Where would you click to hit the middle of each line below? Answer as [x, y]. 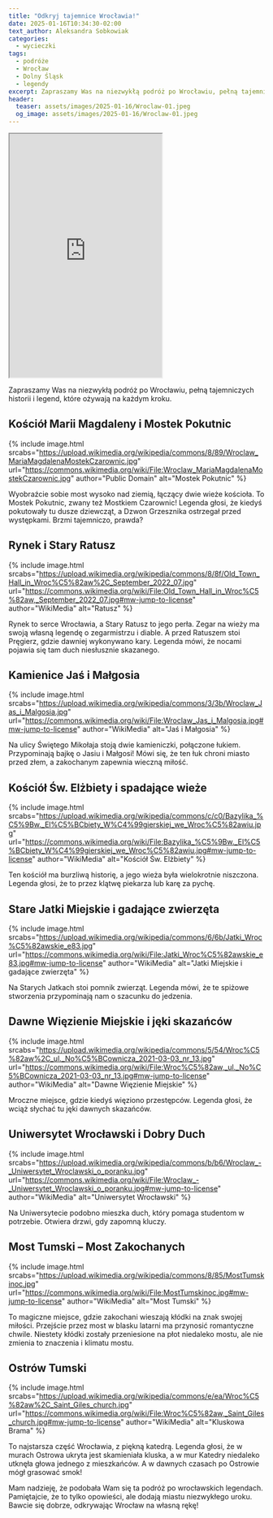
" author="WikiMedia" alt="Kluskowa [183, 1422]
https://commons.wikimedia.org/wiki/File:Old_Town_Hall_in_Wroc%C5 [142, 590]
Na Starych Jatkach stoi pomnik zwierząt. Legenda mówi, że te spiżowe [129, 988]
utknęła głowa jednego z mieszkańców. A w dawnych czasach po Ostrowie [134, 1464]
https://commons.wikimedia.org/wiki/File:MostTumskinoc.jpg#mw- [137, 1292]
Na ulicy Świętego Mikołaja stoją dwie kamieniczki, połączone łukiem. [125, 745]
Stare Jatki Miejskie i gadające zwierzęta [114, 909]
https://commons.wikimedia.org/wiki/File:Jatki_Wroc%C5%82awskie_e [144, 954]
